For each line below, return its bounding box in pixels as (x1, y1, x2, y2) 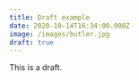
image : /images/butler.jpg (9, 29, 110, 38)
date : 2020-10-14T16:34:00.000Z (9, 21, 130, 30)
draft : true (9, 37, 54, 47)
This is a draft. (9, 62, 63, 73)
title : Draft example (9, 12, 91, 22)
